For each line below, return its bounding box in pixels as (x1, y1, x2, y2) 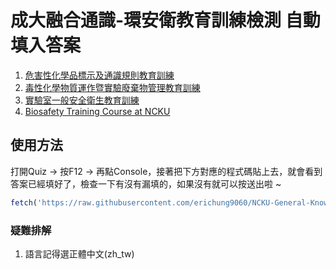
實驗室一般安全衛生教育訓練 (24, 94, 140, 106)
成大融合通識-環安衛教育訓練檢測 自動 (10, 9, 321, 32)
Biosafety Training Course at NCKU (24, 105, 171, 117)
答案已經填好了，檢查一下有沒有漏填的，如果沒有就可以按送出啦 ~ (10, 177, 282, 190)
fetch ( (10, 197, 38, 208)
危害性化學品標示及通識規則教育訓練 (24, 69, 175, 81)
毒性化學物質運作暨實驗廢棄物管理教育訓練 (24, 81, 201, 93)
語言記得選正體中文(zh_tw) (24, 247, 135, 260)
